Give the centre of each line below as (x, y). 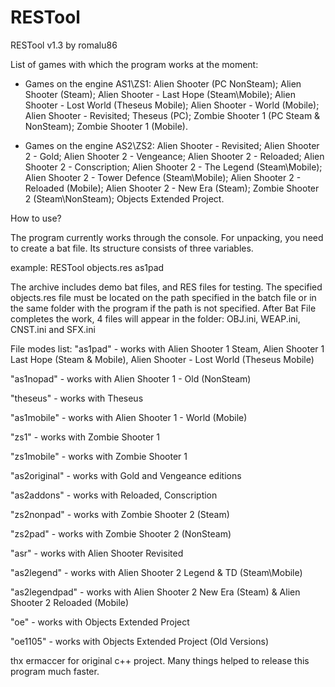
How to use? (36, 218)
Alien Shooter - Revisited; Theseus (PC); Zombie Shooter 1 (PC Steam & (172, 115)
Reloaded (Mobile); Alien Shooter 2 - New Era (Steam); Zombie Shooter (172, 188)
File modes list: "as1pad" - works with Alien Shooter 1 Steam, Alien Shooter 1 (167, 348)
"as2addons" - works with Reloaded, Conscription (114, 495)
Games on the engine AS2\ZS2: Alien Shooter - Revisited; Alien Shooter (172, 145)
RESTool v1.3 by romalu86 (64, 45)
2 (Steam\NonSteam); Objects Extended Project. (124, 198)
